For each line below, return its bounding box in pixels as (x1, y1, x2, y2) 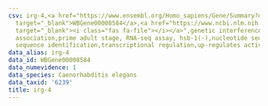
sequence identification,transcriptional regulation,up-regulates (15, 41, 241, 49)
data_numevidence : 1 (8, 64, 77, 72)
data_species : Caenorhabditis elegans (8, 71, 137, 79)
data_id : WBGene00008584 (8, 57, 91, 65)
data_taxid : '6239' (8, 78, 73, 86)
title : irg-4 (8, 85, 52, 94)
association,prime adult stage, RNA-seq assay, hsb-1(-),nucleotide (15, 33, 248, 42)
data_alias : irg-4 (8, 49, 69, 57)
